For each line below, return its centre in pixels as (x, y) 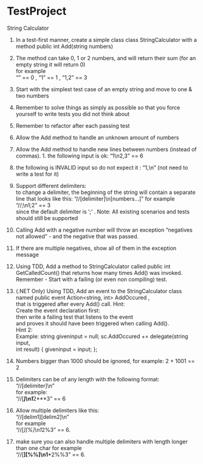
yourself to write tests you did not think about (73, 114)
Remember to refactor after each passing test (73, 125)
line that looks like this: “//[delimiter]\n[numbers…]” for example (95, 198)
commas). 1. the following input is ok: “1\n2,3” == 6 (79, 156)
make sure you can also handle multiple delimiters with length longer (101, 441)
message (27, 254)
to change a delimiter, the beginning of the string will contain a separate (106, 192)
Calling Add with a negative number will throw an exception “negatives (104, 230)
